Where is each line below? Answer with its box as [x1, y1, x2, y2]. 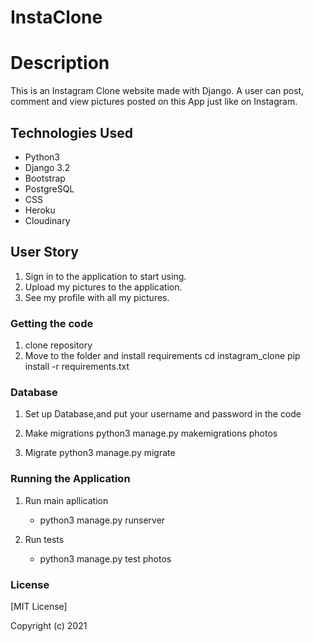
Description [10, 52, 110, 75]
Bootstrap [24, 172, 66, 184]
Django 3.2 [24, 161, 71, 173]
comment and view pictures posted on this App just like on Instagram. [10, 96, 298, 108]
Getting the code [10, 316, 94, 330]
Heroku [24, 204, 56, 216]
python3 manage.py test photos [39, 552, 172, 565]
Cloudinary [24, 214, 71, 226]
